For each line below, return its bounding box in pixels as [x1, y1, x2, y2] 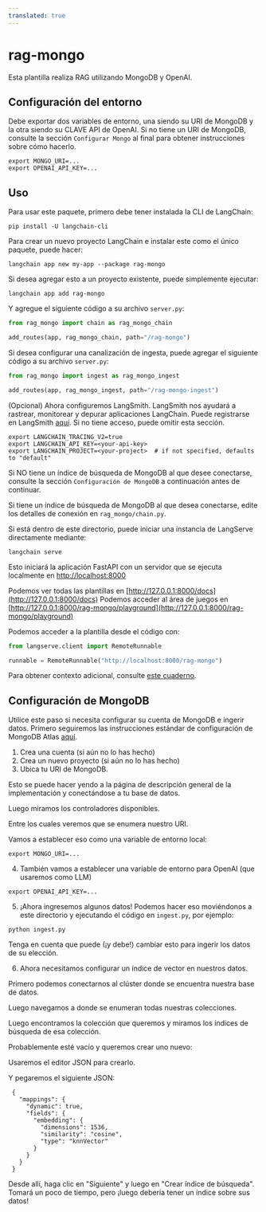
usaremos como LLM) [19, 873, 92, 882]
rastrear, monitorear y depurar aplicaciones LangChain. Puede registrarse [8, 409, 250, 418]
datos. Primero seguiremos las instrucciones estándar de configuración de [8, 724, 253, 733]
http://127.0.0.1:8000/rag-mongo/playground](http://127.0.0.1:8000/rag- [10, 602, 244, 612]
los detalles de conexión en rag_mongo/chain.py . [8, 508, 166, 518]
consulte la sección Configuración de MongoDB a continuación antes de [8, 476, 241, 486]
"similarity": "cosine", [40, 1131, 123, 1139]
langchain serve [8, 547, 62, 556]
